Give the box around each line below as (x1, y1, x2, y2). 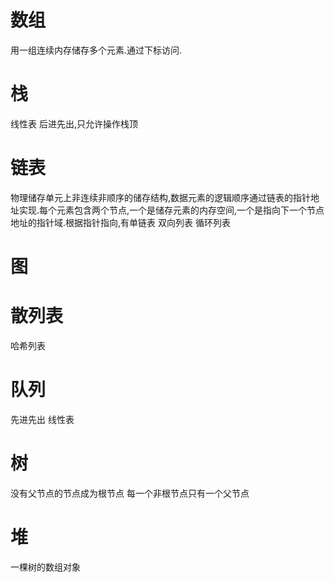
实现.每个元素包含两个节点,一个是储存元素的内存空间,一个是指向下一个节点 (18, 204, 325, 216)
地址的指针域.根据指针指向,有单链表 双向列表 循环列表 (10, 216, 231, 228)
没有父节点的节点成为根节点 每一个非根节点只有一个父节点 (10, 487, 250, 499)
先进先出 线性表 (10, 413, 75, 425)
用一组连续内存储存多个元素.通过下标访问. (10, 44, 183, 56)
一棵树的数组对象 (10, 561, 81, 573)
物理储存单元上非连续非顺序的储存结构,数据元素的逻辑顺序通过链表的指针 (10, 191, 312, 203)
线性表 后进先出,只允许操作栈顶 (10, 117, 138, 130)
